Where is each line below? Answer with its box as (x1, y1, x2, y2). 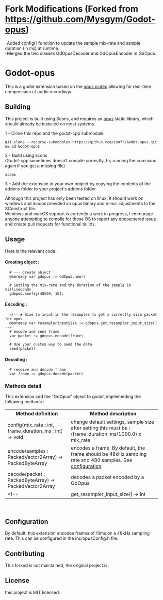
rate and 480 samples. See (70, 457, 132, 463)
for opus (5, 316, 23, 321)
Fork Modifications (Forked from (5, 3, 139, 15)
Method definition (15, 411, 58, 417)
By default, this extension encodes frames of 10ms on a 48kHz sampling (5, 531, 150, 536)
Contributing (5, 549, 45, 558)
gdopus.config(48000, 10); (9, 291, 64, 296)
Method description (89, 411, 137, 417)
